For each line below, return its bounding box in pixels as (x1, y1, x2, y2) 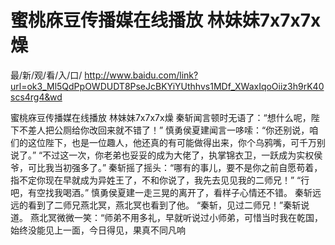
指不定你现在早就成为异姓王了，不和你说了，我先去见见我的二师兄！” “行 (10, 174, 310, 186)
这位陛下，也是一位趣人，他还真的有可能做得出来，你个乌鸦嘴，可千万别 (27, 136, 326, 148)
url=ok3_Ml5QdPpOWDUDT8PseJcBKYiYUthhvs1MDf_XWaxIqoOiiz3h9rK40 (10, 80, 325, 92)
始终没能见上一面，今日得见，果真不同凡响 (10, 224, 186, 236)
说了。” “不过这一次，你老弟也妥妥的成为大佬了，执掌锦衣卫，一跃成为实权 (10, 149, 315, 161)
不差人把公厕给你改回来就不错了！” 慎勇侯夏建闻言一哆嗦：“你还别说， (18, 124, 310, 136)
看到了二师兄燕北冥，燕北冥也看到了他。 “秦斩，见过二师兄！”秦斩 (27, 199, 302, 211)
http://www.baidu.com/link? (84, 69, 199, 81)
